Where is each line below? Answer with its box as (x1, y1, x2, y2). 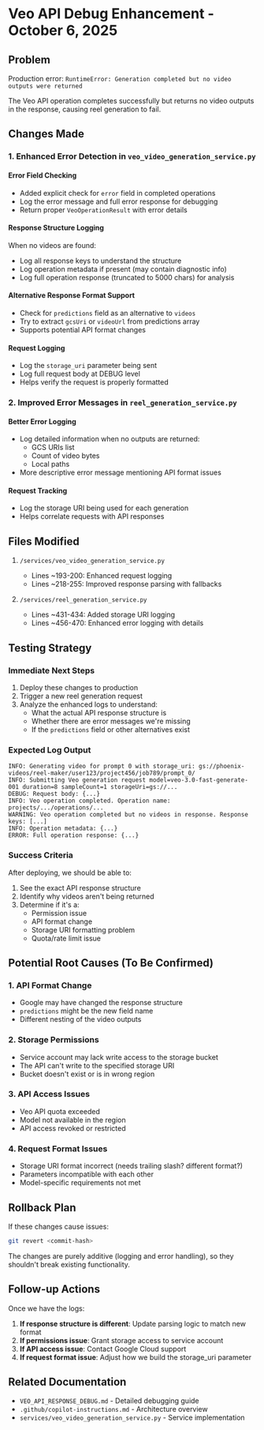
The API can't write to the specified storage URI (19, 1060, 175, 1070)
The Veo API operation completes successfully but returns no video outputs (8, 96, 255, 105)
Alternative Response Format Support (8, 291, 136, 300)
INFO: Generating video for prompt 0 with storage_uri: (8, 763, 195, 771)
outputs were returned (8, 82, 83, 90)
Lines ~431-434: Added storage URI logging (31, 610, 176, 620)
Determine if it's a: (19, 899, 80, 909)
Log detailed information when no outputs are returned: (19, 434, 200, 444)
